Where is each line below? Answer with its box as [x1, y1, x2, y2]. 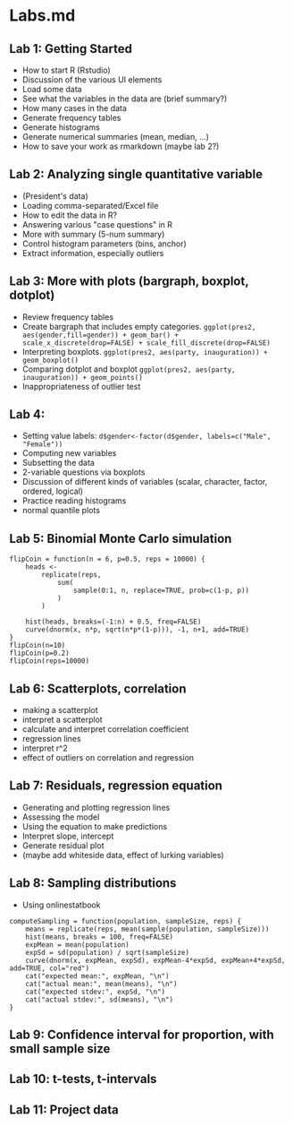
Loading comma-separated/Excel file [21, 200, 159, 211]
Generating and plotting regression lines [21, 802, 171, 812]
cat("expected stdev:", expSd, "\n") [25, 987, 166, 996]
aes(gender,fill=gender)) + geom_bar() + [21, 331, 179, 340]
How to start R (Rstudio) [21, 64, 112, 75]
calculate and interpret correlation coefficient [21, 724, 189, 735]
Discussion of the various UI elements [21, 74, 163, 85]
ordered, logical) [21, 486, 83, 497]
